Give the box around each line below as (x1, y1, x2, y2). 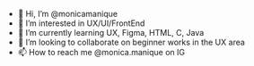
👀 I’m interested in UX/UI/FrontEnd (17, 18, 145, 29)
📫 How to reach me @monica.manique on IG (17, 47, 186, 57)
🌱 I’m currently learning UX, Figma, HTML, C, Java (17, 28, 205, 37)
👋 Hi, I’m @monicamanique (17, 9, 118, 19)
